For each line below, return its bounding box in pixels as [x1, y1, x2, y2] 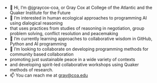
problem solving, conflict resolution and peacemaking [9, 31, 118, 36]
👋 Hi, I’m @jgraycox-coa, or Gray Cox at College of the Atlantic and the [9, 5, 153, 10]
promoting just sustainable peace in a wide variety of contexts [9, 57, 135, 62]
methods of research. [9, 67, 53, 73]
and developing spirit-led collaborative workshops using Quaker [9, 62, 139, 67]
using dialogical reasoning [9, 20, 63, 26]
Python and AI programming [9, 41, 67, 46]
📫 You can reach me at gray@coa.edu [9, 72, 88, 78]
